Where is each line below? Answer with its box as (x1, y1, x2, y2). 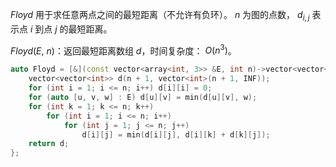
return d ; (28, 139, 70, 149)
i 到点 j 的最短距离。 (29, 23, 113, 35)
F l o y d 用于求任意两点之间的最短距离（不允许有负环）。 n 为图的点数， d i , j (10, 9, 310, 23)
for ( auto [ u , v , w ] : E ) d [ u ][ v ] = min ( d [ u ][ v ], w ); (28, 93, 258, 103)
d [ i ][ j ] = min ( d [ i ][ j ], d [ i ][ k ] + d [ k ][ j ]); (81, 129, 271, 140)
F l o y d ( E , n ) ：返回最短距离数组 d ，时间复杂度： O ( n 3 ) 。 (10, 43, 237, 57)
